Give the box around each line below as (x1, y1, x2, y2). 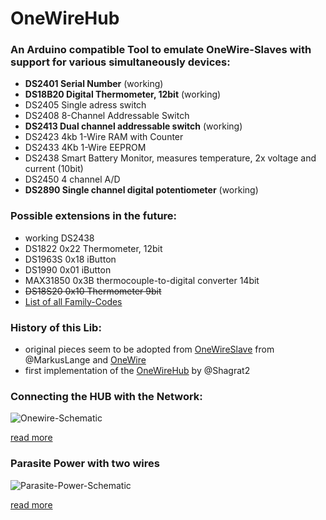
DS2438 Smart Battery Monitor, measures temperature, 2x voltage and (24, 152, 317, 164)
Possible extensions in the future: (10, 209, 178, 223)
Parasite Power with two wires (10, 457, 160, 471)
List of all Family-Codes (24, 295, 123, 307)
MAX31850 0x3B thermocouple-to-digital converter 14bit (24, 274, 260, 286)
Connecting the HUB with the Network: (10, 390, 203, 403)
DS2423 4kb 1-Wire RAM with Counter (24, 131, 184, 143)
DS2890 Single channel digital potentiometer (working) (24, 184, 259, 196)
